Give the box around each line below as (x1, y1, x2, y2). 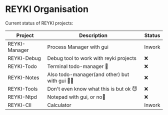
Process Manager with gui (47, 43, 109, 50)
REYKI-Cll (7, 101, 31, 108)
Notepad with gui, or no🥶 (47, 93, 106, 100)
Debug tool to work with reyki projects (47, 54, 136, 61)
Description (79, 31, 107, 38)
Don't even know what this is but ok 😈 (47, 85, 137, 92)
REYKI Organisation (5, 3, 89, 15)
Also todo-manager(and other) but (47, 71, 129, 78)
